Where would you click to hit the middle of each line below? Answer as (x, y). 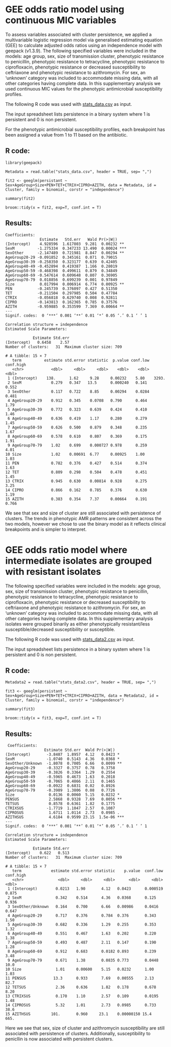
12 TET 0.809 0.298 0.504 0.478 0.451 (76, 472)
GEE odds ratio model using (65, 9)
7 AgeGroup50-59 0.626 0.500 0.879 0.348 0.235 (77, 427)
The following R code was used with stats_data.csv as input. (69, 104)
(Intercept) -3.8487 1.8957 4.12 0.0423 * (63, 755)
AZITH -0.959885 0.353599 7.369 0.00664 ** (65, 306)
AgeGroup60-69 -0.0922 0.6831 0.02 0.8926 (60, 786)
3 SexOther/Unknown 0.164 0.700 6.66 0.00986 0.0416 (83, 907)
